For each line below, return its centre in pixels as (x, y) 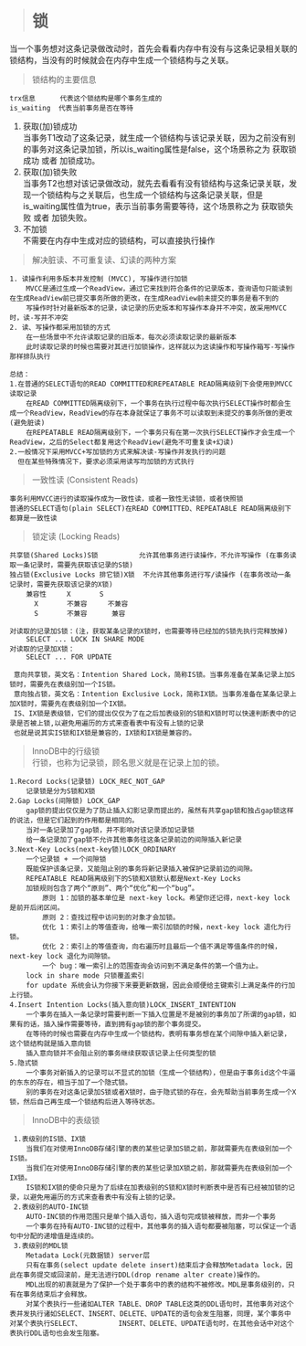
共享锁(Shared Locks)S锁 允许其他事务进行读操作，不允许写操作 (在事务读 (153, 555)
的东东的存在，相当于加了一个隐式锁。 (71, 1082)
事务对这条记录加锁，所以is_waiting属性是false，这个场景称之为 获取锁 (164, 149)
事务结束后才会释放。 (57, 1294)
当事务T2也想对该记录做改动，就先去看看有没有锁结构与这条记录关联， (156, 183)
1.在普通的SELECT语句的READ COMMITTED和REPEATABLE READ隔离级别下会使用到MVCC (151, 384)
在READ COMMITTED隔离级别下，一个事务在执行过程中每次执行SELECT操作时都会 (155, 403)
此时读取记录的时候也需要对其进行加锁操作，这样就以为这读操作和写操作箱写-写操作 (160, 346)
